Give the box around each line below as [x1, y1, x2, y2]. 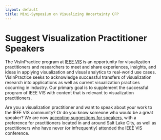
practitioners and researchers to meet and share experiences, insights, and [5, 64, 156, 70]
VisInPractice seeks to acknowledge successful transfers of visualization [5, 74, 152, 80]
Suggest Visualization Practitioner [5, 33, 147, 44]
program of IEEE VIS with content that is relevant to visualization [5, 90, 134, 96]
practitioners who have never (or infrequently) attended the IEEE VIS [5, 125, 142, 131]
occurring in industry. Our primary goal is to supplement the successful [5, 85, 149, 90]
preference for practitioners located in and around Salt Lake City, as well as [5, 120, 157, 126]
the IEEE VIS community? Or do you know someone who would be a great [5, 110, 154, 116]
